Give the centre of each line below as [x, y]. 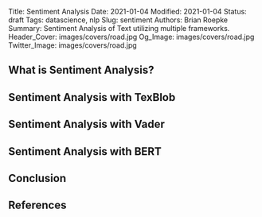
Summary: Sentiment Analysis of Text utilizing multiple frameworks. [119, 28]
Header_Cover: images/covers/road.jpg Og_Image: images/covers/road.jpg [131, 37]
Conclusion [37, 178]
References [37, 205]
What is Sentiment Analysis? [81, 70]
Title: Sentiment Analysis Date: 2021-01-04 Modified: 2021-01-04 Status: [127, 12]
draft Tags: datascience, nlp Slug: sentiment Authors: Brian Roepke [118, 20]
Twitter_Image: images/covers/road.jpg [72, 45]
